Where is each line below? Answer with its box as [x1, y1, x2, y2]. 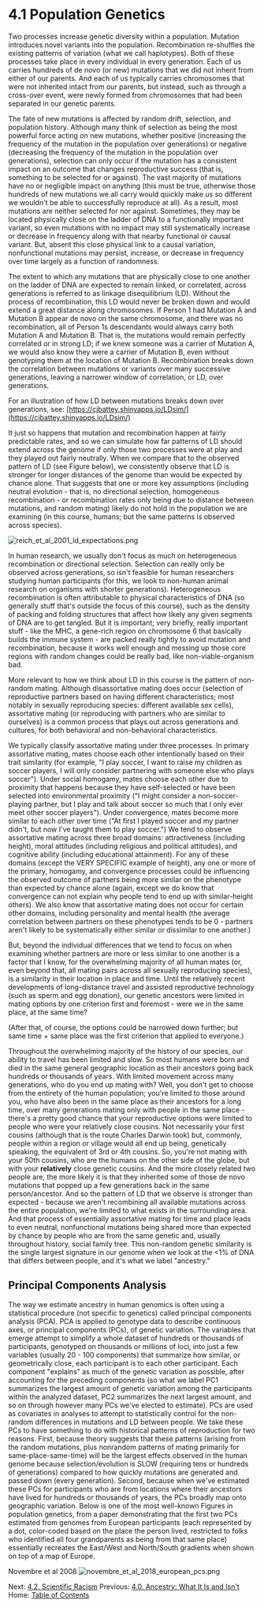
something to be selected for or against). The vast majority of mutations [8, 172, 242, 182]
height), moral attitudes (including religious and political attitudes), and [8, 841, 238, 850]
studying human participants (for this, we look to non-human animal [8, 576, 229, 585]
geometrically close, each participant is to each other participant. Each [8, 1358, 238, 1368]
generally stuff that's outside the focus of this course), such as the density [8, 601, 251, 611]
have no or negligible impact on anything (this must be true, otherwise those [8, 181, 256, 190]
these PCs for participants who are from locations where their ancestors [8, 1484, 243, 1493]
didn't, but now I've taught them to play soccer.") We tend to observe [8, 824, 232, 834]
